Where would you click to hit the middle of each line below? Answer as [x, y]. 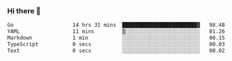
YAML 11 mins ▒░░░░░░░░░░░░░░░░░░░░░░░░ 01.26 [116, 32]
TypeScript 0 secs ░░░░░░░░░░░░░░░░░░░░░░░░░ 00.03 [116, 44]
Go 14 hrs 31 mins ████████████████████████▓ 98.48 [116, 25]
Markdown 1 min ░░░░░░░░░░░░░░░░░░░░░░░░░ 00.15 [116, 38]
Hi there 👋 [24, 11]
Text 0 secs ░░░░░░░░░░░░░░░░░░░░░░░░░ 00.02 [116, 51]
